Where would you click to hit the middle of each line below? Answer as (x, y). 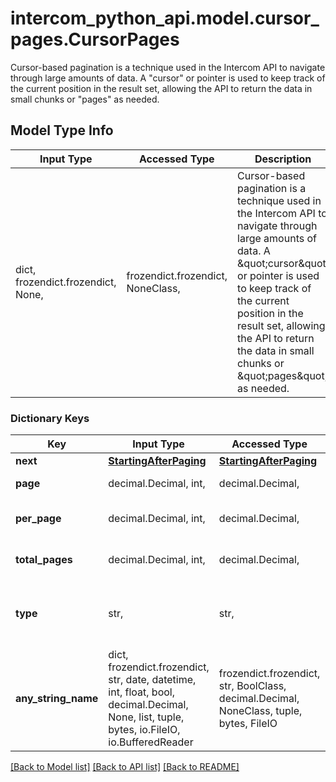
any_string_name (57, 699)
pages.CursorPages (95, 39)
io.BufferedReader (151, 742)
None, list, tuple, (146, 717)
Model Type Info (62, 130)
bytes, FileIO (248, 724)
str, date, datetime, (152, 680)
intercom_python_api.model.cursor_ (165, 18)
